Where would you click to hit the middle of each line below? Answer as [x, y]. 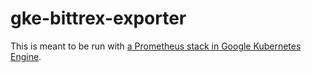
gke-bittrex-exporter [98, 18]
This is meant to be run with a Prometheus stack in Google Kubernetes [156, 46]
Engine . [26, 56]
